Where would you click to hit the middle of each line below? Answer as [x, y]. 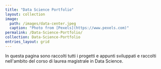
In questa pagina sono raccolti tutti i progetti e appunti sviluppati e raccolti [81, 56]
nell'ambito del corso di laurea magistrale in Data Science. [64, 61]
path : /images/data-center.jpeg [43, 23]
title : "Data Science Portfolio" [40, 10]
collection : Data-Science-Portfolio [43, 37]
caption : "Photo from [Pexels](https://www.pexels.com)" [69, 28]
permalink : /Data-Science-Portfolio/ [44, 33]
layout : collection [25, 14]
